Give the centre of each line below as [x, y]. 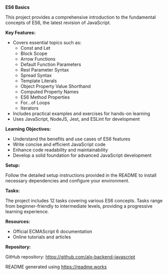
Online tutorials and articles [42, 237]
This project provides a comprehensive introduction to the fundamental [81, 17]
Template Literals [39, 81]
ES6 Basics [17, 7]
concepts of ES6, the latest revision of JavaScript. [58, 23]
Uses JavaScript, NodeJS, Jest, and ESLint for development [76, 119]
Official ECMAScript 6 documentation [52, 232]
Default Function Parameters [51, 65]
